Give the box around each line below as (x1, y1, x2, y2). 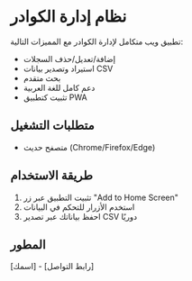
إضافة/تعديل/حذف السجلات (23, 53, 116, 64)
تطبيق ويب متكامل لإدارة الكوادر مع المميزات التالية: (10, 36, 184, 47)
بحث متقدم (23, 72, 61, 83)
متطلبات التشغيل (10, 118, 95, 133)
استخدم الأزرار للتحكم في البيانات (23, 201, 135, 213)
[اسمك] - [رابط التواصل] (10, 261, 95, 272)
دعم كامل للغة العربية (23, 82, 96, 93)
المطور (10, 237, 46, 252)
